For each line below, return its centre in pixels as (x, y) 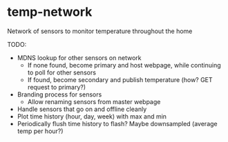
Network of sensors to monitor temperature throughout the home (100, 31)
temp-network (50, 12)
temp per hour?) (40, 131)
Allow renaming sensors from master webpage (94, 101)
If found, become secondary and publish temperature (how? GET (120, 79)
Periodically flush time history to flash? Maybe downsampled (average (117, 123)
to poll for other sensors (62, 72)
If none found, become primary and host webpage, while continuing (124, 65)
